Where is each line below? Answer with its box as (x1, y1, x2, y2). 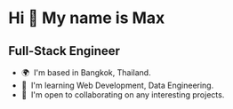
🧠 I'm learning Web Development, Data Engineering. (20, 80, 214, 90)
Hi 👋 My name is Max (8, 8, 165, 28)
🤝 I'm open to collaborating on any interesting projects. (20, 90, 225, 100)
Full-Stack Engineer (8, 43, 121, 58)
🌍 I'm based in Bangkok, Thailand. (20, 67, 152, 78)
